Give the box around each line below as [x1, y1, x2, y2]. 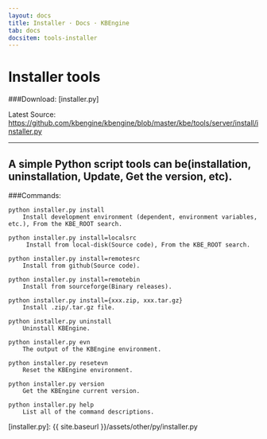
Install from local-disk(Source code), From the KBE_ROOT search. [25, 241, 250, 249]
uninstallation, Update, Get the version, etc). [8, 169, 233, 183]
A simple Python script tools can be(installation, [8, 157, 252, 171]
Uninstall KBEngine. [22, 324, 91, 332]
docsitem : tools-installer [8, 33, 98, 42]
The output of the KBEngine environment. [22, 345, 161, 353]
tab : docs [8, 26, 41, 34]
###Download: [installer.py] [8, 95, 99, 104]
